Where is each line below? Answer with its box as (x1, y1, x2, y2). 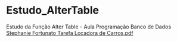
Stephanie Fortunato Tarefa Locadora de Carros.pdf (6, 29, 134, 36)
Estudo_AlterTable (6, 4, 100, 17)
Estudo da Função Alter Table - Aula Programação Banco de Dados (6, 23, 172, 30)
